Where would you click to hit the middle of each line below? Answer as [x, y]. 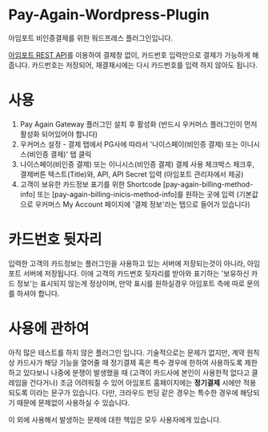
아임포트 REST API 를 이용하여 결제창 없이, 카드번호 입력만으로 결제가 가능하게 [129, 55]
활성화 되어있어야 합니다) [59, 134]
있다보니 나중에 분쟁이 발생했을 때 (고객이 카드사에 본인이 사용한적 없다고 [136, 372]
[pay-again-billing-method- [208, 184]
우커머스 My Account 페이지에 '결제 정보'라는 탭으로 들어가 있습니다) [142, 204]
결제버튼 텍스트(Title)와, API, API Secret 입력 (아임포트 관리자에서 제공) [132, 174]
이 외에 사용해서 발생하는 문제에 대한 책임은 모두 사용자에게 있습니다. [115, 419]
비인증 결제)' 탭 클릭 [60, 154]
